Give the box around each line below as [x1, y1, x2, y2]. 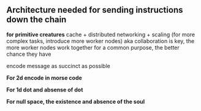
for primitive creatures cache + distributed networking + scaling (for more [6, 31, 195, 38]
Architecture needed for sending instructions [6, 5, 183, 15]
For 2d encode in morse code [6, 74, 83, 82]
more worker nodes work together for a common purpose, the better [6, 44, 180, 51]
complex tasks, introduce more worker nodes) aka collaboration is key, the [6, 37, 195, 45]
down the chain [6, 15, 67, 25]
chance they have [6, 50, 51, 58]
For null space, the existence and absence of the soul [6, 98, 145, 105]
